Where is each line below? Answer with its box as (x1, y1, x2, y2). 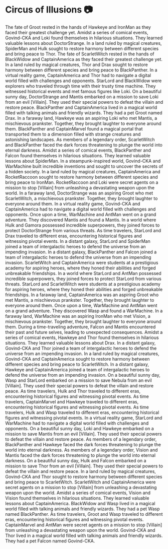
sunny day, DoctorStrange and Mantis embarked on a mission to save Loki (5, 94, 159, 100)
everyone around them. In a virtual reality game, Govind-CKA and (5, 200, 140, 207)
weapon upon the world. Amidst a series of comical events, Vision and (5, 490, 151, 496)
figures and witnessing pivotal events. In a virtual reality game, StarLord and (5, 415, 162, 421)
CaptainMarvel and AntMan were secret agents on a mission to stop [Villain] (5, 522, 162, 528)
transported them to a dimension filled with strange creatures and (5, 131, 141, 137)
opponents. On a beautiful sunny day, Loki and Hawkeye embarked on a (5, 425, 154, 431)
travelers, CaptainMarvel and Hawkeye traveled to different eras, (5, 398, 139, 404)
